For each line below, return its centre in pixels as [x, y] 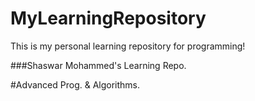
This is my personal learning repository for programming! [128, 46]
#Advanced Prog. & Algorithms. [75, 84]
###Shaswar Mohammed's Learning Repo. [98, 65]
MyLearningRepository [108, 18]
